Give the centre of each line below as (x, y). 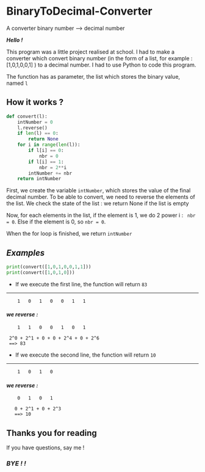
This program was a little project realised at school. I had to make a (91, 52)
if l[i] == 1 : (46, 162)
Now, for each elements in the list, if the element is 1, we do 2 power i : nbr (101, 216)
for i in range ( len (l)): (49, 145)
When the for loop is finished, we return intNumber (69, 234)
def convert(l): (27, 116)
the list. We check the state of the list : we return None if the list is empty (98, 203)
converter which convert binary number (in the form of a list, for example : (99, 58)
